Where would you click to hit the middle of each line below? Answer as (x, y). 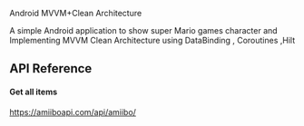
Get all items (34, 92)
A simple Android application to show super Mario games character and (144, 30)
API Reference (51, 68)
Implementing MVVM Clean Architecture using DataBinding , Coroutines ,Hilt (152, 40)
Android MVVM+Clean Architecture (76, 13)
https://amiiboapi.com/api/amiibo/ (73, 111)
